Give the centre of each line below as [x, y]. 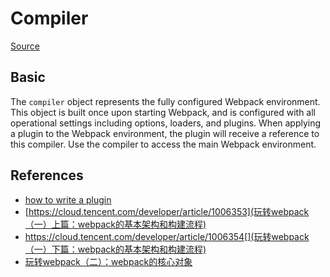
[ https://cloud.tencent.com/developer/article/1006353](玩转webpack [167, 211]
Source [25, 46]
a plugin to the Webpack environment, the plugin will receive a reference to [165, 133]
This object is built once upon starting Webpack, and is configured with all [163, 112]
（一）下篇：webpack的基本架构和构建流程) [115, 249]
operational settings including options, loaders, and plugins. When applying [166, 123]
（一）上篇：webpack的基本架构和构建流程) [115, 224]
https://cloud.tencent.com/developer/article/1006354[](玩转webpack [167, 236]
